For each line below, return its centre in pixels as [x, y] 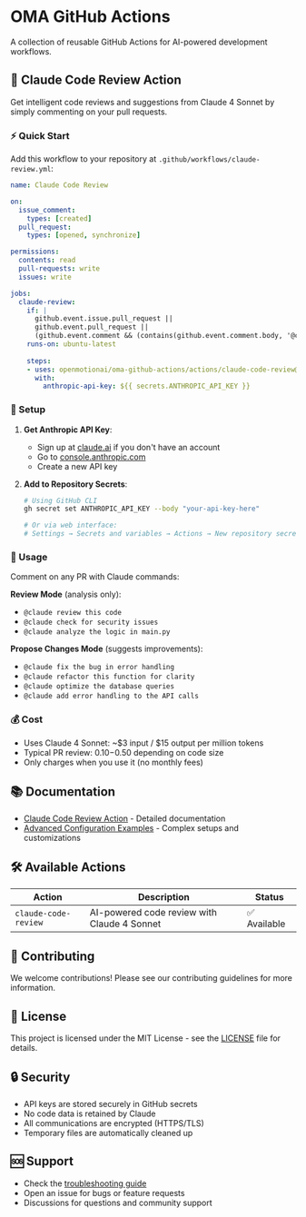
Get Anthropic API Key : [68, 430]
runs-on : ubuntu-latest [72, 344]
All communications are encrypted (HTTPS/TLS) [114, 1123]
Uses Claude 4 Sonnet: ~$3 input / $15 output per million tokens [143, 743]
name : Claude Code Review [59, 185]
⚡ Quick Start [40, 135]
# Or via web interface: [70, 525]
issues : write [45, 277]
